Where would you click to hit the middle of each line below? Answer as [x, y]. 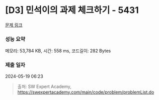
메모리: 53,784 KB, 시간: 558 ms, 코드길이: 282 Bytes [58, 51]
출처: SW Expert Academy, [44, 86]
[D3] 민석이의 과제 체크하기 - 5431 [72, 10]
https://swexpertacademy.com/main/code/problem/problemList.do [86, 92]
